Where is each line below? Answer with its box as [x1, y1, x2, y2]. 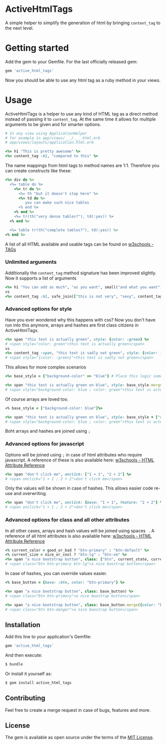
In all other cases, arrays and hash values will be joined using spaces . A [5, 528, 155, 534]
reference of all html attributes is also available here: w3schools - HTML [5, 533, 152, 539]
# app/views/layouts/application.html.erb [5, 140, 94, 145]
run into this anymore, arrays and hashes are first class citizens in [5, 322, 139, 328]
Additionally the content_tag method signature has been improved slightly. [5, 270, 157, 276]
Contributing [5, 694, 45, 703]
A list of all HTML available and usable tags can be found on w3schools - [5, 241, 154, 247]
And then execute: [5, 652, 42, 658]
